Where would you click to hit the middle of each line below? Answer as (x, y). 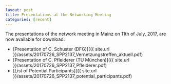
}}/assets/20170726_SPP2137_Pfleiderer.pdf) (60, 65)
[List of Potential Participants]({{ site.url (54, 71)
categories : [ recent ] (28, 19)
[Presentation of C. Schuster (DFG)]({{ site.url (61, 49)
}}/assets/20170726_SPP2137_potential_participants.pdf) (72, 76)
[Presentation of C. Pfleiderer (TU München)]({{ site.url (71, 60)
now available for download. (35, 39)
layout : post (19, 10)
